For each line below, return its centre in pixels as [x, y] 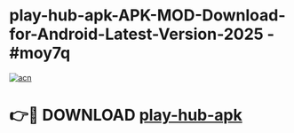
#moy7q [40, 53]
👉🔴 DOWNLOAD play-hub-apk [126, 115]
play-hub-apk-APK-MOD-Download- [147, 16]
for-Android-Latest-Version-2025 [136, 34]
